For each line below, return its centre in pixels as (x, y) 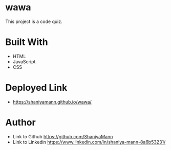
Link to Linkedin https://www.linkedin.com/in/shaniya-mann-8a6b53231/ (89, 142)
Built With (27, 42)
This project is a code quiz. (34, 21)
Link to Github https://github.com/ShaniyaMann (63, 136)
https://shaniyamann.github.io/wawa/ (52, 102)
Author (20, 122)
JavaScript (24, 61)
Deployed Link (36, 88)
